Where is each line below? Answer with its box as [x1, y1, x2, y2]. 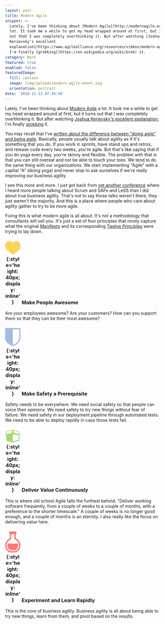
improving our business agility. [5, 173, 67, 179]
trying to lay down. [5, 228, 43, 234]
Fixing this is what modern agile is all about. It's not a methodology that [5, 213, 149, 219]
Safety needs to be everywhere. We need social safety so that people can [5, 402, 155, 407]
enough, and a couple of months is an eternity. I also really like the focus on [5, 514, 158, 519]
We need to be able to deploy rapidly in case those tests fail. [5, 417, 128, 423]
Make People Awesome [21, 299, 79, 306]
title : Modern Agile [5, 13, 48, 18]
